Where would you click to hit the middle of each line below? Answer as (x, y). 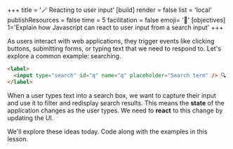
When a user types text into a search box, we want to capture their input (112, 95)
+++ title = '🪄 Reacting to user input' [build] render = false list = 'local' (109, 10)
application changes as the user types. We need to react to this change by (115, 110)
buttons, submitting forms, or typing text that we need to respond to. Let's (114, 48)
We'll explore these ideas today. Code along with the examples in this (107, 131)
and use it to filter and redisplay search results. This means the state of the (116, 103)
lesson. (18, 138)
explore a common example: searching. (64, 56)
